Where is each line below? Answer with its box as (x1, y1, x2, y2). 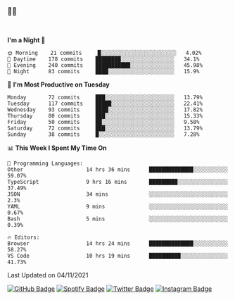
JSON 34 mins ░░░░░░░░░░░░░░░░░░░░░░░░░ (7, 191, 229, 198)
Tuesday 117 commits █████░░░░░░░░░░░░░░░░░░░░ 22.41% (7, 100, 203, 108)
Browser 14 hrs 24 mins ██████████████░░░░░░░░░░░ (7, 240, 229, 247)
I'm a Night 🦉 (7, 36, 46, 44)
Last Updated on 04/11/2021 (7, 271, 89, 280)
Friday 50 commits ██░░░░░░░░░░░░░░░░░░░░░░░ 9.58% (7, 119, 200, 126)
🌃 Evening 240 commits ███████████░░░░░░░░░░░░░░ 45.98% (7, 62, 203, 69)
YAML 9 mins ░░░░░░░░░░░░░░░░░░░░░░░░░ (7, 204, 229, 211)
